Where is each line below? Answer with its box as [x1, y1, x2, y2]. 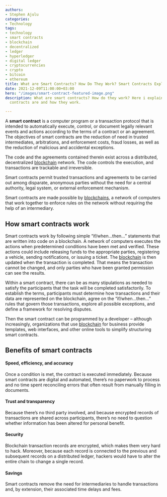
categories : [5, 16, 30, 21]
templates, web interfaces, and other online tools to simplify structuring [5, 326, 152, 332]
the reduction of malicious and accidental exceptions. [5, 145, 115, 151]
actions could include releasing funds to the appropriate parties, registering [5, 249, 160, 255]
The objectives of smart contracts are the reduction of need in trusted [5, 134, 148, 140]
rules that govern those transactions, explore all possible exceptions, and [5, 301, 155, 307]
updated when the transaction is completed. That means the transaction [5, 259, 153, 265]
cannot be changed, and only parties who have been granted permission [5, 265, 154, 271]
